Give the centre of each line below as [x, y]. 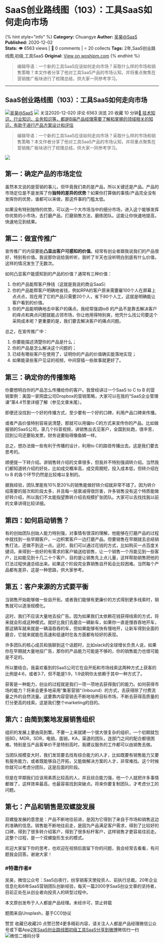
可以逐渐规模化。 [31, 606]
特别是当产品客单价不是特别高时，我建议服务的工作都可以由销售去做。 [84, 744]
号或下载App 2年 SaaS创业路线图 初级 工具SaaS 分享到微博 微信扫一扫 [72, 929]
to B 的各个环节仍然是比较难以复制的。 [44, 475]
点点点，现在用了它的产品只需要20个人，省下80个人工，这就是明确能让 [84, 297]
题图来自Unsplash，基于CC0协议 [38, 913]
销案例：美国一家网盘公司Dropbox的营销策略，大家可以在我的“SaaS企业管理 [82, 396]
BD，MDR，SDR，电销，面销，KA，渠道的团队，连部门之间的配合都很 [80, 738]
